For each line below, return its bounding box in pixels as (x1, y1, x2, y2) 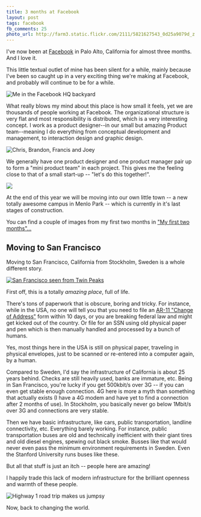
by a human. (6, 356, 37, 363)
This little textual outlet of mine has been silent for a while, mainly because (6, 66, 191, 73)
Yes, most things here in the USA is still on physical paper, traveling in (6, 343, 179, 351)
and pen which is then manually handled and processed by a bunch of (6, 325, 181, 333)
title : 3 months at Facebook (6, 8, 79, 15)
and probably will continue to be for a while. (6, 79, 116, 86)
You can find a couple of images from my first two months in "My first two (6, 218, 190, 226)
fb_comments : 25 (6, 25, 47, 32)
